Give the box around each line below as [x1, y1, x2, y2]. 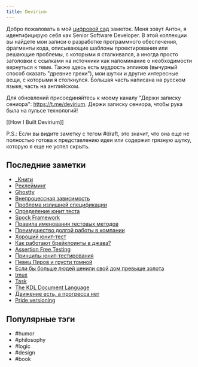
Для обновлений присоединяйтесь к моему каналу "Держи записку [6, 94, 181, 101]
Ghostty [14, 189, 35, 196]
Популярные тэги [6, 314, 75, 324]
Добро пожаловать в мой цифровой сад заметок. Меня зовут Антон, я [6, 25, 187, 32]
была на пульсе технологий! [6, 107, 78, 114]
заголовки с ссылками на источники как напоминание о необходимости [6, 57, 193, 64]
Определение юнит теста [14, 208, 80, 215]
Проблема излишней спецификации [14, 201, 108, 208]
